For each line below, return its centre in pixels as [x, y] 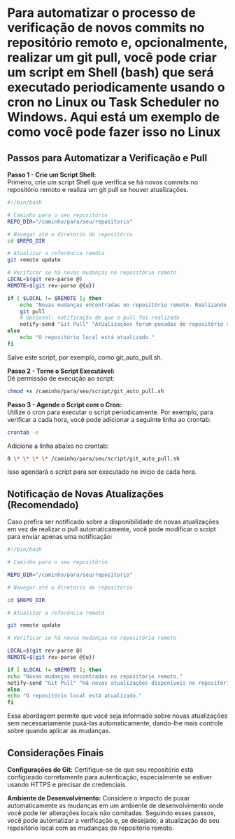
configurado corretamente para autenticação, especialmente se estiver [110, 777]
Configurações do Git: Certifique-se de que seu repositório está [100, 770]
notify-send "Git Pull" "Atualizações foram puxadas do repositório [122, 325]
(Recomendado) [43, 505]
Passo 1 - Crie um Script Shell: [52, 175]
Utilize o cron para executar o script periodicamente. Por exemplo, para [110, 412]
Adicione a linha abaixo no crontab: [58, 446]
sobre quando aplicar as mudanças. [59, 731]
